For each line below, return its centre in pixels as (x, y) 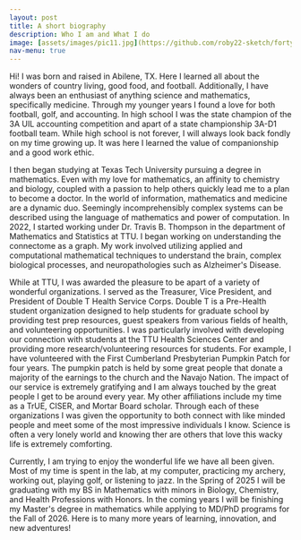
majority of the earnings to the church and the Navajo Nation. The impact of (149, 378)
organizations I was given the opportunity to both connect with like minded (147, 416)
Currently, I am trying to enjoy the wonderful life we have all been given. (142, 461)
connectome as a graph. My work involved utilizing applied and (126, 246)
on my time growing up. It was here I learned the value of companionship (144, 143)
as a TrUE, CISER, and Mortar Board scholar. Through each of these (134, 406)
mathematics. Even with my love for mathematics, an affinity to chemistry (145, 179)
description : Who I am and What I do (80, 34)
